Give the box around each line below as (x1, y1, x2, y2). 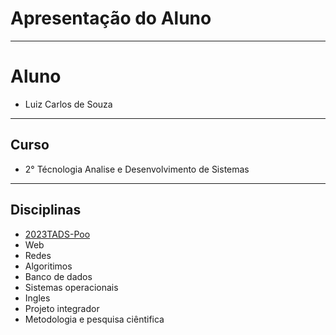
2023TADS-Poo (24, 228, 91, 240)
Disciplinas (10, 202, 82, 219)
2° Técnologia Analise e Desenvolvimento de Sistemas (24, 163, 250, 175)
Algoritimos (24, 260, 73, 272)
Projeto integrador (24, 302, 100, 314)
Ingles (24, 292, 51, 304)
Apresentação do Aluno (10, 7, 212, 30)
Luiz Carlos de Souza (24, 98, 113, 110)
